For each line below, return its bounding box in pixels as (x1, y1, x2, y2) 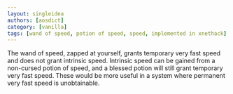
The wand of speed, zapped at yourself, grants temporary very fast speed (7, 49, 221, 58)
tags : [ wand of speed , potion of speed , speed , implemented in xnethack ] (7, 29, 227, 37)
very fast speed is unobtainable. (7, 79, 100, 88)
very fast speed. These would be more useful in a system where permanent (7, 72, 225, 80)
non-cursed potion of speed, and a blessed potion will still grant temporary (7, 64, 223, 72)
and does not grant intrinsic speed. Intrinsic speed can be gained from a (7, 57, 216, 65)
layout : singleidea (7, 10, 64, 18)
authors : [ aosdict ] (7, 17, 64, 24)
